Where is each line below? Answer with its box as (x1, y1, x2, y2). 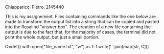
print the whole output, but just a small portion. (5, 34, 99, 40)
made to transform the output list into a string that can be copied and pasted (5, 19, 159, 24)
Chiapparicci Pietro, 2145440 (5, 4, 65, 10)
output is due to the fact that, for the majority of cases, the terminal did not (5, 29, 156, 35)
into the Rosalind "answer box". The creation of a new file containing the (5, 24, 151, 30)
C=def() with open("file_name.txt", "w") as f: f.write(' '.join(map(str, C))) (5, 44, 149, 49)
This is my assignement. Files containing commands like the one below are (5, 14, 156, 19)
